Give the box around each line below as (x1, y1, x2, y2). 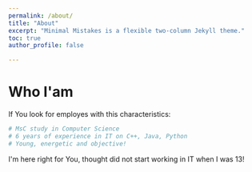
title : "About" (8, 19, 59, 27)
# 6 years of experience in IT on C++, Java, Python (8, 132, 188, 140)
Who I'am (8, 83, 74, 101)
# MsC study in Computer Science (8, 125, 120, 133)
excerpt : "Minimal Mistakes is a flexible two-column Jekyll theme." (8, 26, 246, 34)
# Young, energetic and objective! (8, 139, 127, 148)
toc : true (8, 34, 42, 42)
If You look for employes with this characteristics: (8, 110, 171, 119)
